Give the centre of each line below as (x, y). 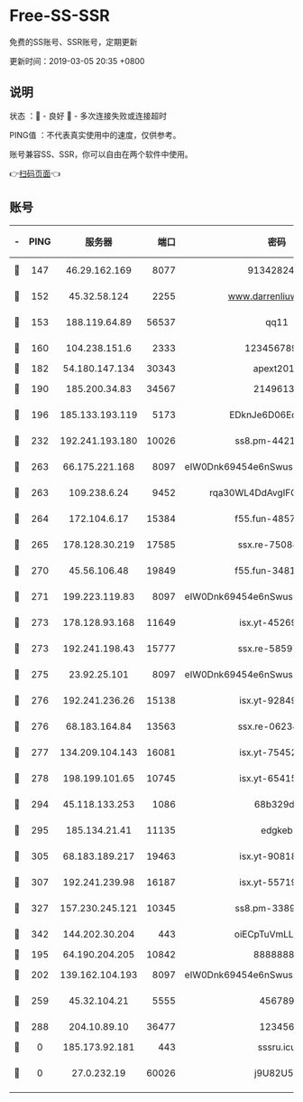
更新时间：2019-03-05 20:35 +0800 (77, 61)
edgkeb (277, 830)
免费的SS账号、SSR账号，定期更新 (73, 42)
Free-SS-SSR (60, 16)
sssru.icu (277, 1047)
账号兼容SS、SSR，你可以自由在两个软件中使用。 (101, 154)
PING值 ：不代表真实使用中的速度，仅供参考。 (95, 135)
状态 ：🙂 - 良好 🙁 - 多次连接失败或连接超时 (88, 116)
